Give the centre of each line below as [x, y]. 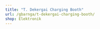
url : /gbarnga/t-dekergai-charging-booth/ [50, 14]
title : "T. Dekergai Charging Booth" [44, 10]
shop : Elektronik [23, 19]
